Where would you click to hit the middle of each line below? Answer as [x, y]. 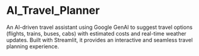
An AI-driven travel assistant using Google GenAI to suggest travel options [100, 27]
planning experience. [33, 46]
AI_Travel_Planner [53, 11]
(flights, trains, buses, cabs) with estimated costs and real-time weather [96, 33]
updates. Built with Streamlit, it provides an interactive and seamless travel [100, 40]
